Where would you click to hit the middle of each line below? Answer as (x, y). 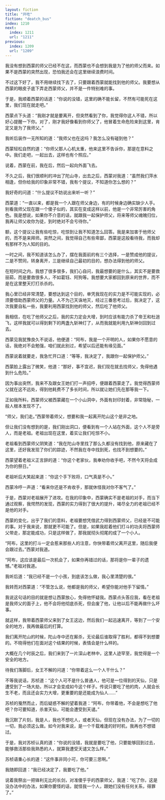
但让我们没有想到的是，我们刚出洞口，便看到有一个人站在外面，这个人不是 (80, 427)
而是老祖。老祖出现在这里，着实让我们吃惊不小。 (63, 433)
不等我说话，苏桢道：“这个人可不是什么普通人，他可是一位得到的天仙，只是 (82, 680)
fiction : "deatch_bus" (28, 19)
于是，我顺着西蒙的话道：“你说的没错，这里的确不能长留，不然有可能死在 (79, 98)
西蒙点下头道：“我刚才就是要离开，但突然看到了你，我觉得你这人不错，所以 (82, 115)
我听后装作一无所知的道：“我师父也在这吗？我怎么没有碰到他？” (69, 138)
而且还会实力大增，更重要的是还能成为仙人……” (70, 693)
